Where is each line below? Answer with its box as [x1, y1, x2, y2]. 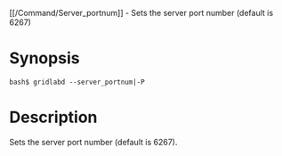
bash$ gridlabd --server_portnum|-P [9, 78, 145, 86]
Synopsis [9, 48, 80, 69]
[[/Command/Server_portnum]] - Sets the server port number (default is [9, 8, 274, 18]
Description [9, 107, 98, 127]
